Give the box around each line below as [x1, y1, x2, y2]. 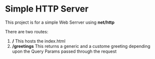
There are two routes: [5, 29, 49, 34]
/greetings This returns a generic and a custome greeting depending [12, 43, 151, 49]
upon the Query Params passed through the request [12, 48, 117, 54]
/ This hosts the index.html [12, 38, 66, 44]
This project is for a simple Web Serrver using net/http [5, 19, 115, 25]
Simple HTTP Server [5, 3, 89, 15]
